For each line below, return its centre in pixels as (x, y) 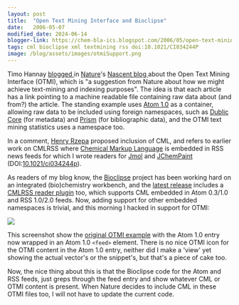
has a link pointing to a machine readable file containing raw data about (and (119, 96)
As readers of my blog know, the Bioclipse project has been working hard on (119, 177)
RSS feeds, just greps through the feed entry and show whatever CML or (114, 279)
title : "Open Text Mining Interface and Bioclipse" (87, 21)
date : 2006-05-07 (36, 27)
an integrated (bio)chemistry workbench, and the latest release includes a (116, 185)
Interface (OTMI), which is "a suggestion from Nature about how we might (116, 81)
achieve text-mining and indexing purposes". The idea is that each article (115, 89)
